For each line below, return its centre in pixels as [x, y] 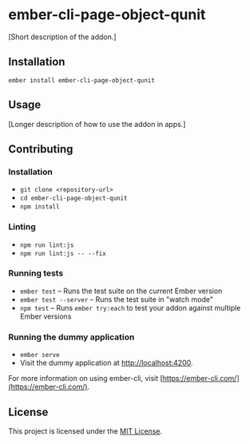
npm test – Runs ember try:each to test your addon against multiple [130, 307]
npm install [40, 207]
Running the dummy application [71, 337]
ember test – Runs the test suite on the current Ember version [121, 291]
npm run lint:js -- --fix [63, 253]
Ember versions [45, 316]
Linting [22, 227]
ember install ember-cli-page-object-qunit [82, 80]
